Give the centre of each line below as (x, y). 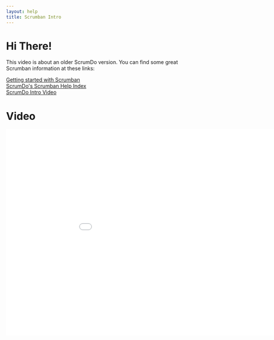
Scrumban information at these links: (50, 69)
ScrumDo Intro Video (31, 92)
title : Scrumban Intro (34, 17)
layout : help (22, 11)
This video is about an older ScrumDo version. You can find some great (92, 62)
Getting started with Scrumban (43, 80)
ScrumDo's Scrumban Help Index (46, 86)
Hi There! (29, 46)
